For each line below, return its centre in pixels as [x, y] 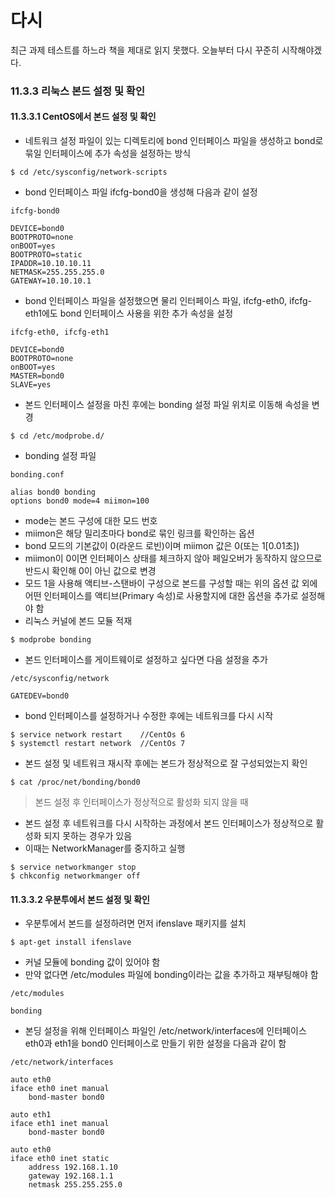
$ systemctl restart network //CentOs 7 [98, 744]
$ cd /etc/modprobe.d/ [57, 436]
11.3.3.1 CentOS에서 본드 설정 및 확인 [83, 117]
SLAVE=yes [31, 385]
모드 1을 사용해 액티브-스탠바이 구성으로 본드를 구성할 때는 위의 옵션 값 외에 [171, 583]
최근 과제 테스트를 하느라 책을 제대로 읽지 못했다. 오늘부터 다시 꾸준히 [145, 50]
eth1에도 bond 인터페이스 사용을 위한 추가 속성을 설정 [129, 313]
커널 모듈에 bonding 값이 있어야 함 [92, 962]
